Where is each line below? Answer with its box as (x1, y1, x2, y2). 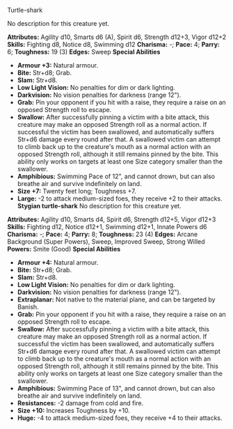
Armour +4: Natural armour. (17, 258, 99, 267)
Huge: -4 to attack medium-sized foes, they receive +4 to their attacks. (17, 414, 223, 422)
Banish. (17, 303, 40, 311)
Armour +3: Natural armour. (17, 61, 99, 69)
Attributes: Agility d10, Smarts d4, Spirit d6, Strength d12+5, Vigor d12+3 (7, 215, 216, 224)
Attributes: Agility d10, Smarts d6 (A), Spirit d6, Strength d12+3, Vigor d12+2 (7, 33, 227, 41)
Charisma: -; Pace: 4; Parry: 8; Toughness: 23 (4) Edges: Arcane (7, 230, 198, 238)
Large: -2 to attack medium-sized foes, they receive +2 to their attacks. (17, 194, 223, 203)
